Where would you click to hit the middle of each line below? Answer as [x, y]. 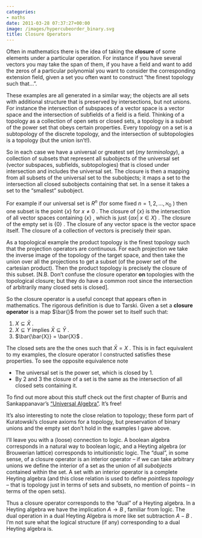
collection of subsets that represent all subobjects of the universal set [93, 158]
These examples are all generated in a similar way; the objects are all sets [98, 96]
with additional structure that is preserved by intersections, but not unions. [99, 102]
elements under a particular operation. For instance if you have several [94, 58]
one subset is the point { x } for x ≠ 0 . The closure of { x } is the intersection [98, 211]
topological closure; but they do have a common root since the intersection [99, 280]
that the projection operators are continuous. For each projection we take [97, 248]
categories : [21, 12]
